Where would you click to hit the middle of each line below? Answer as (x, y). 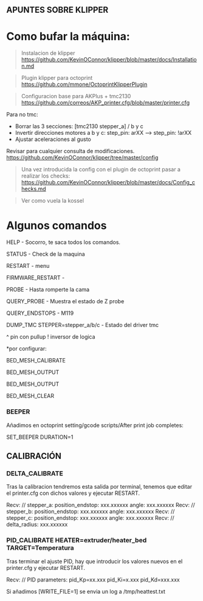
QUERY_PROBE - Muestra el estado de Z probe (65, 301)
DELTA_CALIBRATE (35, 473)
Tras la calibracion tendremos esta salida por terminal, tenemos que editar (99, 487)
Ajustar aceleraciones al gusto (53, 139)
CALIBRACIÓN (34, 456)
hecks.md (34, 189)
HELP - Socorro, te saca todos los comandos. (63, 242)
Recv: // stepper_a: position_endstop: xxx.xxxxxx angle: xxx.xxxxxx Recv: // (101, 505)
